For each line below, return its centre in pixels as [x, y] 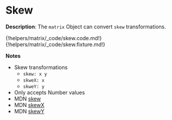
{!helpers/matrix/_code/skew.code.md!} [54, 38]
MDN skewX [29, 105]
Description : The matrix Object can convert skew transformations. [86, 27]
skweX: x [34, 80]
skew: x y [35, 74]
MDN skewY [29, 111]
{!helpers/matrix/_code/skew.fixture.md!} [56, 44]
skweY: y [34, 86]
